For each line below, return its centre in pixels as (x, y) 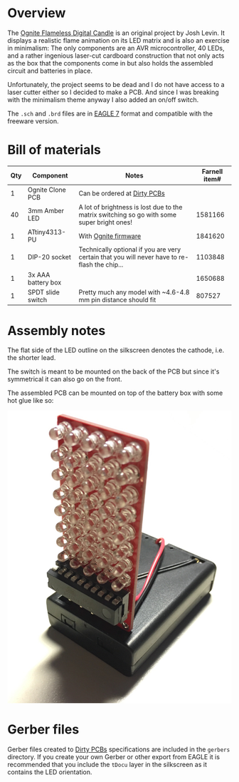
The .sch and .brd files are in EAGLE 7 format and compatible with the (110, 113)
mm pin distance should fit (117, 299)
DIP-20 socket (49, 257)
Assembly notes (57, 330)
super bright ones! (106, 222)
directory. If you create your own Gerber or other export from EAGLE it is (114, 756)
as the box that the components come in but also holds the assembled (110, 63)
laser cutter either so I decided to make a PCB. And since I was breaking (113, 92)
